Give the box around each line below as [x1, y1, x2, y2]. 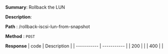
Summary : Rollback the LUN [5, 4, 65, 10]
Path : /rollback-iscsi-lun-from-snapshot [5, 23, 90, 29]
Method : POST [5, 33, 36, 39]
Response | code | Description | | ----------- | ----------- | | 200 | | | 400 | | [5, 43, 163, 49]
